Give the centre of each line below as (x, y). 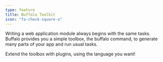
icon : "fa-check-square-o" (34, 19)
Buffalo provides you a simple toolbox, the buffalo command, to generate (81, 39)
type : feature (20, 10)
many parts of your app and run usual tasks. (52, 44)
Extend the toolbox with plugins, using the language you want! (70, 54)
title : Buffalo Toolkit (30, 15)
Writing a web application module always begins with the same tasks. (78, 34)
